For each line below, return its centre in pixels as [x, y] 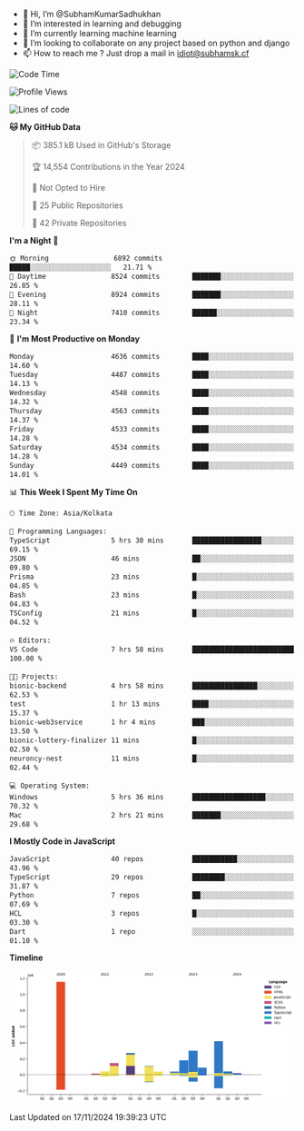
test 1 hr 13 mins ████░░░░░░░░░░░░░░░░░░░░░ [152, 704]
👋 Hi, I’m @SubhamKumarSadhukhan [92, 14]
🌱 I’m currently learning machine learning [99, 33]
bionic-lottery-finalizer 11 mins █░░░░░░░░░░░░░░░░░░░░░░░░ [152, 740]
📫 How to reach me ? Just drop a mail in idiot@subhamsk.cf [136, 53]
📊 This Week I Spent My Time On [74, 492]
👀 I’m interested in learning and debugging [102, 24]
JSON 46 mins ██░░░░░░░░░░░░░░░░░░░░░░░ [152, 559]
